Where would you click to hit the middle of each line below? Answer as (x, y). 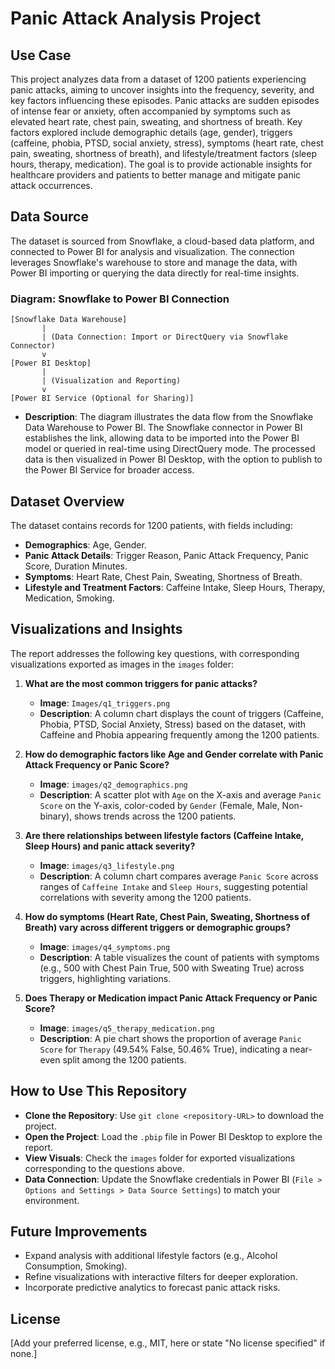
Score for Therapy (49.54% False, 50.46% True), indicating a (163, 1049)
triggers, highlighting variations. (105, 978)
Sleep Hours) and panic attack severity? (110, 846)
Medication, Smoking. (69, 598)
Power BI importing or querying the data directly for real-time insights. (155, 273)
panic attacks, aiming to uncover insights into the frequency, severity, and (162, 90)
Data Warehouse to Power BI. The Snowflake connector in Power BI (163, 428)
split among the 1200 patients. (124, 1059)
